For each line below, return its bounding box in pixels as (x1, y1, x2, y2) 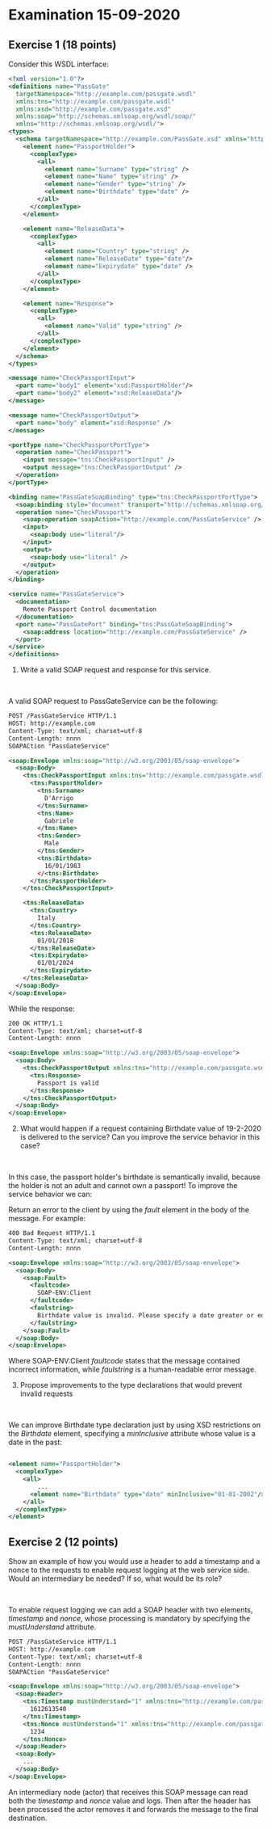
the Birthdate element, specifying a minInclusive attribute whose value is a (8, 1429, 256, 1439)
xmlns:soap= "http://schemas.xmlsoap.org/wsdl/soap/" (15, 112, 197, 120)
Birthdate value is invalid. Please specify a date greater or (37, 1311, 254, 1319)
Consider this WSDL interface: (8, 59, 109, 69)
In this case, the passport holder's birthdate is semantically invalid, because (8, 1172, 261, 1182)
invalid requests (19, 1389, 73, 1399)
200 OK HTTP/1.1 (8, 1019, 63, 1027)
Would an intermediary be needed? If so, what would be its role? (8, 1574, 223, 1583)
